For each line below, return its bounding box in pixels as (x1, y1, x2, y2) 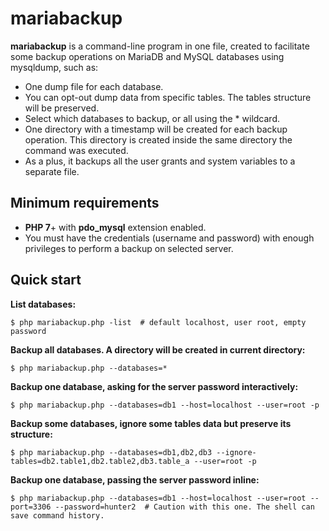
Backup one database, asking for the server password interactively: (10, 380, 299, 392)
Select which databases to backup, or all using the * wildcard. (24, 112, 280, 124)
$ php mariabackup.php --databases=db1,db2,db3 (10, 447, 213, 457)
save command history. (10, 510, 105, 521)
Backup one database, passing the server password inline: (10, 473, 260, 486)
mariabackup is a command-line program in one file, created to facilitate (10, 40, 310, 52)
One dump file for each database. (24, 80, 164, 92)
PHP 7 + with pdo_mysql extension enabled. (24, 221, 207, 233)
